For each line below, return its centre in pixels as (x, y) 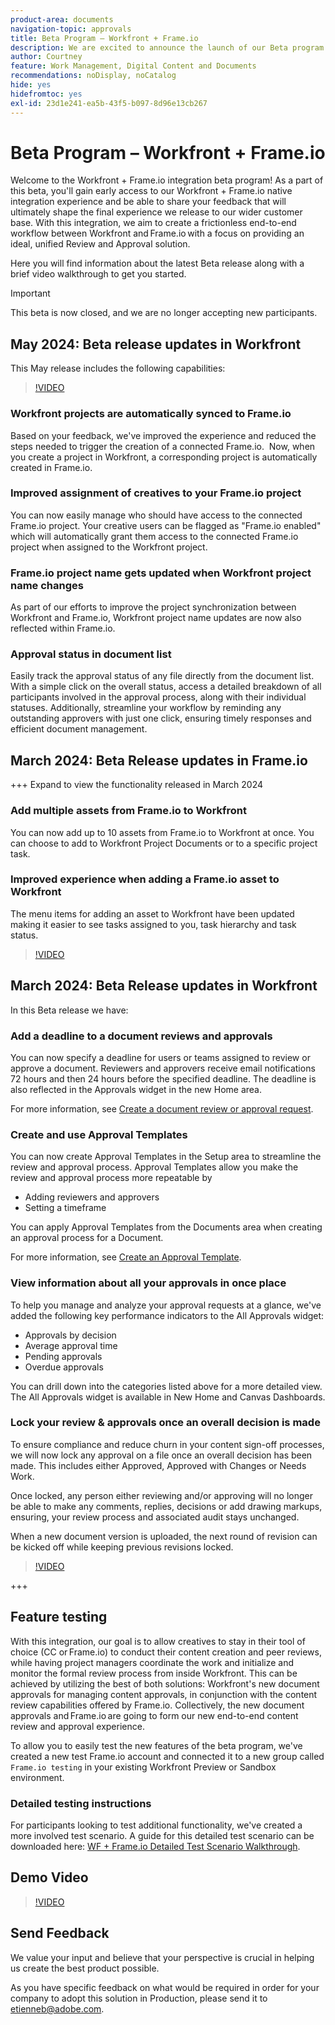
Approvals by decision (70, 1335)
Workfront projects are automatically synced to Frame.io (151, 414)
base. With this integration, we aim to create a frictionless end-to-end (153, 223)
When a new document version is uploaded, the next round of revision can (164, 1536)
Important (30, 293)
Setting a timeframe (65, 1208)
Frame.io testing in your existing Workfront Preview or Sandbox (143, 1767)
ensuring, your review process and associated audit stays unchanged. (155, 1517)
